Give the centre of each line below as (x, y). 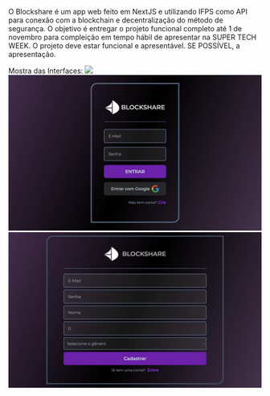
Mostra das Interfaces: (46, 71)
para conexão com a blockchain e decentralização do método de (116, 20)
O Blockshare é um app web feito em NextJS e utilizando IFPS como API (128, 12)
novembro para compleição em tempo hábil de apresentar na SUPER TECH (133, 37)
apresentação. (32, 54)
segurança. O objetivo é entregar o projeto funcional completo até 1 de (125, 29)
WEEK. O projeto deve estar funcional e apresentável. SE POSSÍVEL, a (124, 46)
